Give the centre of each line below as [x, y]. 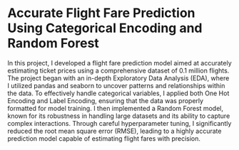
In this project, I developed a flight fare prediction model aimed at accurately [119, 63]
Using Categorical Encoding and [105, 28]
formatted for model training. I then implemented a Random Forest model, [115, 108]
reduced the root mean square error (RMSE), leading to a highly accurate [115, 131]
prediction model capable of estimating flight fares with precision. [104, 138]
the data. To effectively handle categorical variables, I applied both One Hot [118, 93]
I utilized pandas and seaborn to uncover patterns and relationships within [116, 85]
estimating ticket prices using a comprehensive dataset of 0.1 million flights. [118, 70]
